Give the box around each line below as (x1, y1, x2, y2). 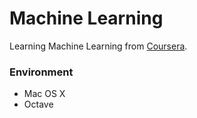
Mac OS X (23, 88, 66, 100)
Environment (9, 65, 74, 79)
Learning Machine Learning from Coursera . (9, 40, 188, 52)
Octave (23, 98, 54, 111)
